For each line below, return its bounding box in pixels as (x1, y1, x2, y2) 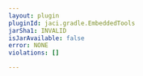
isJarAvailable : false (8, 34, 85, 42)
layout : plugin (8, 11, 60, 20)
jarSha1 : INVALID (8, 26, 67, 34)
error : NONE (8, 42, 48, 50)
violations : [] (8, 49, 60, 57)
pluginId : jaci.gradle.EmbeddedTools (8, 19, 136, 27)
